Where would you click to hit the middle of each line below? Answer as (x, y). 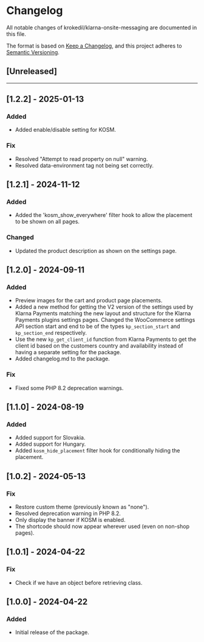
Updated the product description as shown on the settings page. (96, 251)
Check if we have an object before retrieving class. (79, 582)
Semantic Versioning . (33, 52)
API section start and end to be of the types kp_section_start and (97, 326)
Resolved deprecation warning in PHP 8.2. (68, 513)
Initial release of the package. (52, 632)
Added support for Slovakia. (50, 438)
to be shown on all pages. (47, 222)
